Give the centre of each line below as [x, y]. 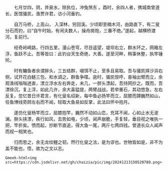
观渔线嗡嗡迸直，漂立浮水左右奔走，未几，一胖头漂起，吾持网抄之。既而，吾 [84, 83]
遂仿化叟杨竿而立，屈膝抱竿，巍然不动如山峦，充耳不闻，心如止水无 [84, 113]
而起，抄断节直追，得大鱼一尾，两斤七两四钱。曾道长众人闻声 [99, 125]
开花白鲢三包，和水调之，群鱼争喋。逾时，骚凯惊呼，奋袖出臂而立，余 [90, 77]
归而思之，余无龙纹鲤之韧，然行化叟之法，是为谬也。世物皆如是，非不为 [88, 142]
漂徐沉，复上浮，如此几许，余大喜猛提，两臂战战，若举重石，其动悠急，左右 [84, 90]
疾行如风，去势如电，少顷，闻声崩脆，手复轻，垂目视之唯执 [97, 119]
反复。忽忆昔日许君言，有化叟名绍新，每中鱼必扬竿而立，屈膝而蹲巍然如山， [84, 96]
